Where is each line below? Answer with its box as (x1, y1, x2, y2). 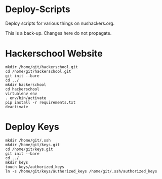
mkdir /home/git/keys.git (5, 142, 60, 147)
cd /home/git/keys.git (5, 147, 53, 152)
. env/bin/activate (5, 95, 47, 101)
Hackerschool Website (5, 48, 103, 59)
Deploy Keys (5, 121, 60, 132)
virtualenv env (5, 91, 37, 96)
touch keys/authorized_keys (5, 164, 65, 169)
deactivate (5, 104, 28, 109)
